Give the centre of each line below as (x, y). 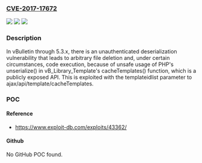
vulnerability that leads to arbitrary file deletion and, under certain (88, 58)
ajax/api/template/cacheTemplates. (50, 84)
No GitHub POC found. (34, 154)
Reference (20, 114)
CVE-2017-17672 (32, 8)
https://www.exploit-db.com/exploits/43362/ (71, 127)
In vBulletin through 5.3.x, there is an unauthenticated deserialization (92, 51)
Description (24, 38)
